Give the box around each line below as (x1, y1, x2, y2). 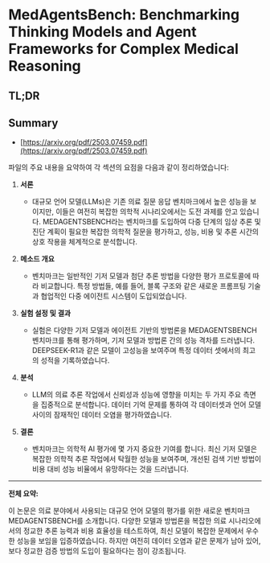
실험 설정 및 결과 (19, 308, 71, 318)
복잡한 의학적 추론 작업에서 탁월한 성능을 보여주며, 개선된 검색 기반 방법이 (31, 454, 262, 464)
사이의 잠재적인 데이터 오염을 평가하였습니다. (31, 410, 172, 420)
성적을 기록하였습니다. (40, 355, 110, 365)
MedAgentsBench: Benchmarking (8, 6, 239, 24)
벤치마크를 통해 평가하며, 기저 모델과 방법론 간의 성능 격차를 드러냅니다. (31, 335, 256, 345)
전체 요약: (8, 489, 39, 499)
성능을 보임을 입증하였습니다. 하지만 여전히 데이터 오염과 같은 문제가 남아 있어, (16, 536, 261, 546)
